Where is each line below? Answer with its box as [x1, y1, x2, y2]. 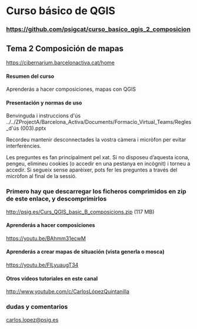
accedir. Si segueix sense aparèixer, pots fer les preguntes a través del [6, 166, 178, 173]
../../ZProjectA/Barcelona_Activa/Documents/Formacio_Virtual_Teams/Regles [6, 119, 192, 126]
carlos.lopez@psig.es [6, 316, 59, 323]
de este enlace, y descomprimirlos [6, 195, 107, 203]
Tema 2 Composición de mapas [6, 43, 124, 54]
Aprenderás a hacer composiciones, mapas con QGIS [6, 85, 136, 93]
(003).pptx [20, 125, 46, 132]
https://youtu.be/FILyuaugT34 [6, 261, 79, 269]
